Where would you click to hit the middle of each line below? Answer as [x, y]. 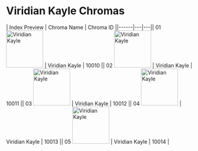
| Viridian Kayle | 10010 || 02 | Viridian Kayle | [118, 65]
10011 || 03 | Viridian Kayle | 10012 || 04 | [94, 103]
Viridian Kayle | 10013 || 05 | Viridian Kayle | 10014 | [88, 142]
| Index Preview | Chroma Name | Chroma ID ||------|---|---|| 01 [84, 27]
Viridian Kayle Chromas [66, 11]
